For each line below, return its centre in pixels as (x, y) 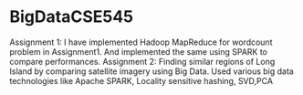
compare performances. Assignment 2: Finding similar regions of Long (142, 61)
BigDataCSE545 (72, 17)
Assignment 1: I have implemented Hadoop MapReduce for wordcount (141, 42)
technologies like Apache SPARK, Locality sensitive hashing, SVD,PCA (141, 80)
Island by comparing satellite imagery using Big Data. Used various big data (151, 71)
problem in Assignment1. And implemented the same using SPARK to (138, 51)
